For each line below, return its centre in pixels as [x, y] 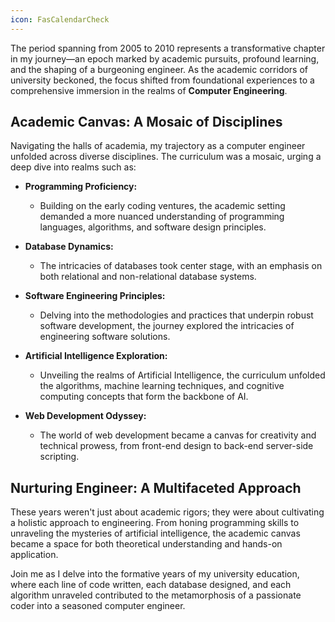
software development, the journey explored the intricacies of [167, 326]
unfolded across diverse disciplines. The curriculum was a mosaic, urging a [166, 157]
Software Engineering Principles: [95, 296]
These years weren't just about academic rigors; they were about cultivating [167, 512]
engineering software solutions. [105, 337]
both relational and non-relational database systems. [148, 277]
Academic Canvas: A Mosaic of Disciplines [146, 122]
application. [34, 555]
